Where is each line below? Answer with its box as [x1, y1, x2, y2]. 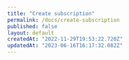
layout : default [7, 29, 54, 37]
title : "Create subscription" [7, 10, 96, 17]
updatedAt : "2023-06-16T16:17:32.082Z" [7, 42, 123, 49]
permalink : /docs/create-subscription [7, 17, 120, 23]
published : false [7, 23, 58, 30]
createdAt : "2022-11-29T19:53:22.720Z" [7, 36, 123, 43]
